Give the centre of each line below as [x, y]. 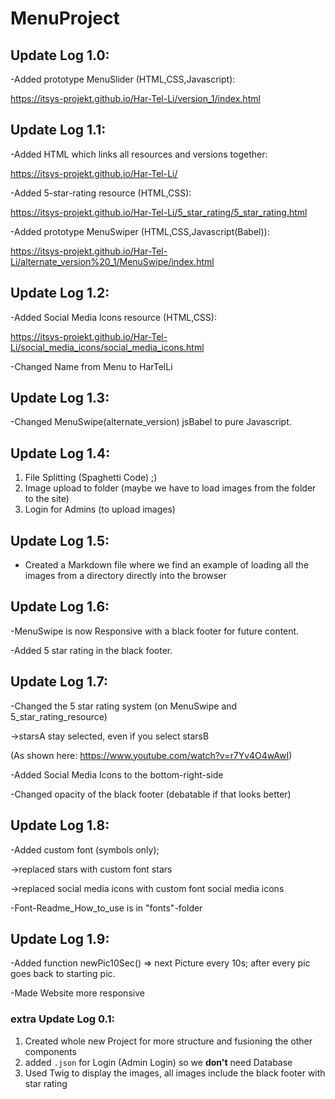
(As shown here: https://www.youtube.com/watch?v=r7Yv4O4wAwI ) [151, 755]
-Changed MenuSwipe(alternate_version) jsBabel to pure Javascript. [151, 422]
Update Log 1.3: [60, 398]
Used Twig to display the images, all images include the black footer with [175, 1073]
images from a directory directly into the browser [125, 576]
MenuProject [65, 18]
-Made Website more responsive [77, 993]
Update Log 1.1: [58, 130]
